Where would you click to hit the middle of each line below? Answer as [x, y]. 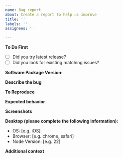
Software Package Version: [34, 73]
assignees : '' [20, 29]
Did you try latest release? [39, 57]
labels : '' [16, 24]
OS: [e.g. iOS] [26, 131]
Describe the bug [23, 82]
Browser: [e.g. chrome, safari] [43, 136]
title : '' [15, 19]
